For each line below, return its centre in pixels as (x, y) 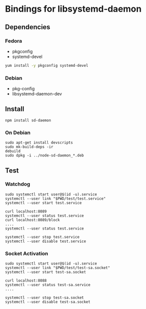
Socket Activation (27, 253)
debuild (13, 151)
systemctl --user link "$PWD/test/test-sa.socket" (58, 268)
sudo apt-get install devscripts (39, 143)
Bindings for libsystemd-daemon (73, 9)
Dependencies (28, 27)
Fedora (14, 41)
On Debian (18, 133)
